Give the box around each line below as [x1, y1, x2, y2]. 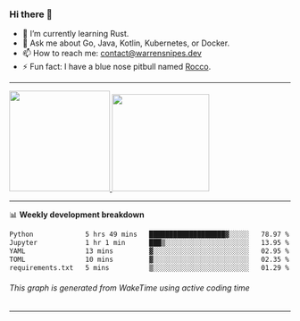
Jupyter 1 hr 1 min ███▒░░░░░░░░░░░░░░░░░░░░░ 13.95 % [9, 239, 290, 248]
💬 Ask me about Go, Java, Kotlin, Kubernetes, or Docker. [21, 38, 230, 48]
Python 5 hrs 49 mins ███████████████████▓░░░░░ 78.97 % [9, 230, 290, 240]
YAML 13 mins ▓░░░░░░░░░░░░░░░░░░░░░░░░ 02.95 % [9, 247, 290, 256]
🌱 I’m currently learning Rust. [21, 29, 129, 39]
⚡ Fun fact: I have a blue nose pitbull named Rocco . [21, 62, 212, 72]
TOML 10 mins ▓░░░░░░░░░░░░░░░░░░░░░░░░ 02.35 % [9, 255, 290, 264]
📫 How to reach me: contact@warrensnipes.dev [21, 48, 203, 59]
